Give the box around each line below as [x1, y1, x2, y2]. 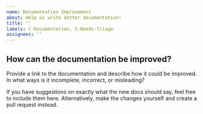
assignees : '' [6, 32, 43, 38]
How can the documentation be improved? [6, 54, 172, 64]
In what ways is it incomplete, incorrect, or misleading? [6, 76, 145, 84]
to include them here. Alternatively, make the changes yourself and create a [6, 95, 197, 102]
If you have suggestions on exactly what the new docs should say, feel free [6, 88, 196, 95]
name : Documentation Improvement [6, 8, 92, 15]
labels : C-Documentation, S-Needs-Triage [6, 25, 114, 32]
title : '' [6, 20, 32, 26]
